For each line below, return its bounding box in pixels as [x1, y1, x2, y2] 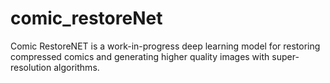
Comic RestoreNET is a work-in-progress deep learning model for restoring [10, 40, 321, 52]
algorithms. [53, 61, 100, 73]
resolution [10, 61, 52, 73]
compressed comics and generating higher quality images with [10, 50, 270, 62]
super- [271, 50, 300, 62]
